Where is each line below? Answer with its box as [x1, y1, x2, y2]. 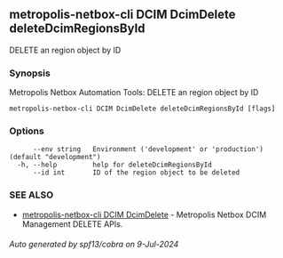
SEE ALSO [9, 189, 54, 201]
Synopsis [9, 67, 51, 79]
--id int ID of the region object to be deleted [32, 168, 240, 177]
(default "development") [9, 153, 101, 162]
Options [9, 125, 44, 137]
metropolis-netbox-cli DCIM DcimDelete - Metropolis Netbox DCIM [21, 209, 267, 220]
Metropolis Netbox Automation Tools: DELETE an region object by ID [9, 87, 259, 98]
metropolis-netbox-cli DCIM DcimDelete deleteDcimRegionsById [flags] [9, 104, 276, 114]
